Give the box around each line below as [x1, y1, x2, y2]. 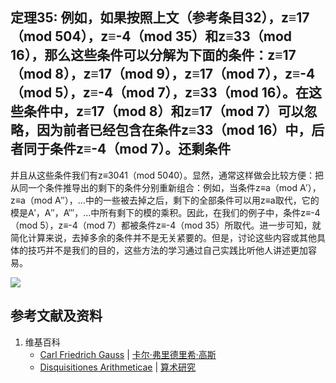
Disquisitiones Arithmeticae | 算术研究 [39, 361, 197, 373]
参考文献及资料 [10, 308, 103, 325]
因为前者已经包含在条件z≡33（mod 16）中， [36, 122, 312, 139]
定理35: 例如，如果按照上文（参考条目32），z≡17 [10, 9, 310, 27]
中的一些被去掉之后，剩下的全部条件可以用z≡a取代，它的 [84, 194, 320, 206]
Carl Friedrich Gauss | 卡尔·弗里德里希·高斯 [39, 348, 217, 360]
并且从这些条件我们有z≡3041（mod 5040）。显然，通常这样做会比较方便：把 [10, 169, 325, 181]
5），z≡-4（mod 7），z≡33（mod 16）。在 [54, 84, 309, 102]
